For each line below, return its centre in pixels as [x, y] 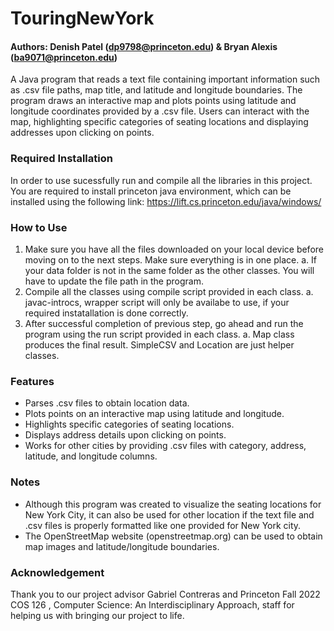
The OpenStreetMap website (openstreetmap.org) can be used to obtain [173, 536]
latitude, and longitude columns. [91, 456]
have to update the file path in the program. [114, 281]
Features [32, 381]
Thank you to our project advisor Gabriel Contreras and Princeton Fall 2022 [165, 594]
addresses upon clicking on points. [82, 133]
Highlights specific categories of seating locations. [129, 424]
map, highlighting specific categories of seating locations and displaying [159, 122]
